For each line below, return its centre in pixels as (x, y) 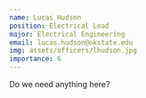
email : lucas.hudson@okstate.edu (71, 42)
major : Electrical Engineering (67, 34)
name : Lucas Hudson (45, 17)
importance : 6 (36, 59)
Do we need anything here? (60, 84)
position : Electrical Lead (59, 26)
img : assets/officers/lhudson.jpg (73, 51)
